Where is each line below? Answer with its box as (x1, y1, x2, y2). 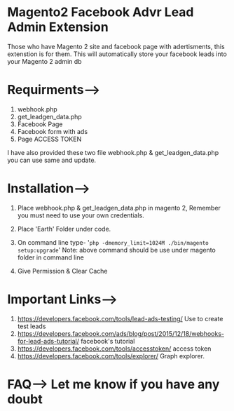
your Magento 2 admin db (7, 57, 82, 65)
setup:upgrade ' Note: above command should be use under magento (17, 245, 216, 254)
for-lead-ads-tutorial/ (17, 337, 79, 345)
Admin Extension (7, 19, 109, 35)
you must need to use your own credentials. (17, 211, 145, 220)
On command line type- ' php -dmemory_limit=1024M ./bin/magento (17, 238, 209, 246)
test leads (17, 322, 46, 330)
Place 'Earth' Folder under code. (17, 224, 111, 233)
